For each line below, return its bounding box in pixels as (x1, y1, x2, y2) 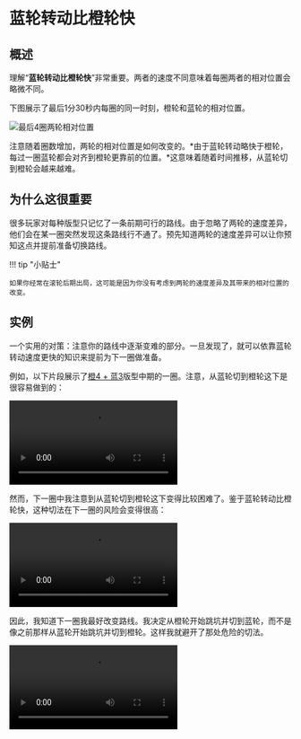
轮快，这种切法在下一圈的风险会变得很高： (9, 504, 167, 515)
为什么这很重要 (9, 192, 92, 207)
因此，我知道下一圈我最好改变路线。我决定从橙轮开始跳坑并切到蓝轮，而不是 (9, 615, 292, 626)
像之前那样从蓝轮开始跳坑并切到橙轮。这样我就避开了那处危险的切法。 (9, 626, 269, 638)
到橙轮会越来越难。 (9, 163, 81, 173)
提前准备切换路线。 (39, 240, 112, 251)
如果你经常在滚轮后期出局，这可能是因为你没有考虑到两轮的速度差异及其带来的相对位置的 (9, 278, 289, 287)
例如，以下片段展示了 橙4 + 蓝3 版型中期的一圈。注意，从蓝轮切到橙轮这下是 (9, 370, 288, 382)
